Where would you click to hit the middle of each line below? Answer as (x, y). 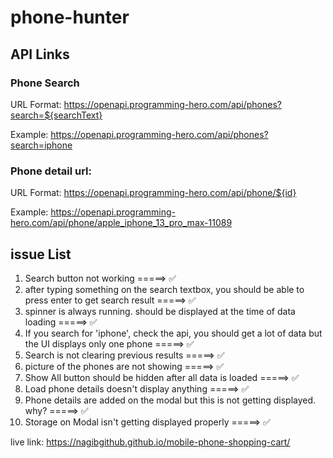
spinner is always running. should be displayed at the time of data (160, 311)
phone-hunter (70, 17)
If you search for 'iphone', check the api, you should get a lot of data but (173, 333)
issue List (41, 254)
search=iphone (41, 145)
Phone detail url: (51, 171)
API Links (40, 54)
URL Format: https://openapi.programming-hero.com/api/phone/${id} (153, 193)
